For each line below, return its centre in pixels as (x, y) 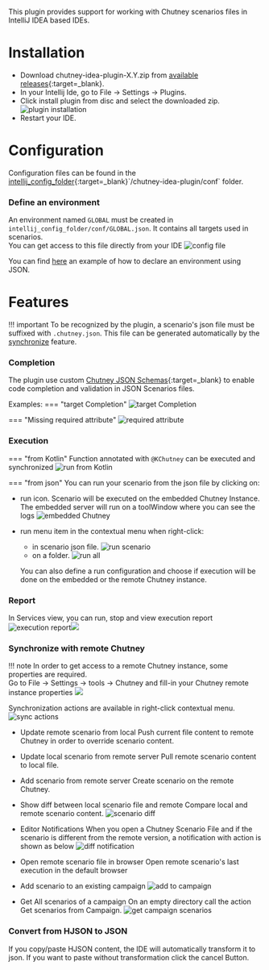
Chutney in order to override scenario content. (97, 741)
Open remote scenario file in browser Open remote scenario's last (129, 862)
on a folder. (51, 555)
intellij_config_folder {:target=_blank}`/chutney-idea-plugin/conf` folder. (126, 181)
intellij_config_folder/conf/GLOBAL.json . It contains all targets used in (128, 228)
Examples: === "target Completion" (68, 404)
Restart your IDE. (48, 118)
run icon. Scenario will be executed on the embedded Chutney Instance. (140, 498)
